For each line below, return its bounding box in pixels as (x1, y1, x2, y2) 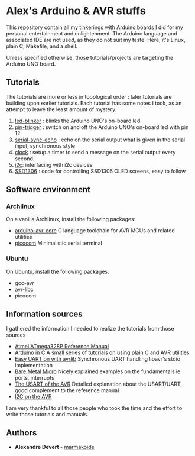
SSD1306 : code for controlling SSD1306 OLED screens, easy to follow (14, 167, 186, 174)
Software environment (6, 185, 90, 195)
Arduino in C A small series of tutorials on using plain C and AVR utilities (14, 349, 190, 356)
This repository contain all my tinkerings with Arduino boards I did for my (6, 24, 183, 31)
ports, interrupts (14, 374, 54, 381)
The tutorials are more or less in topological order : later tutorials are (6, 93, 173, 100)
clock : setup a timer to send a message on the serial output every (14, 148, 176, 156)
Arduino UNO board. (6, 60, 56, 67)
